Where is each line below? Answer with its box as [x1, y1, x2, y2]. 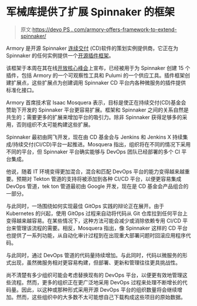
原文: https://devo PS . [20, 26, 73, 33]
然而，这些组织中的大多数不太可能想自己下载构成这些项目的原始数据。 [16, 293, 186, 300]
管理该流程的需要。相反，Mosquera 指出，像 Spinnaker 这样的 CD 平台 [16, 224, 188, 231]
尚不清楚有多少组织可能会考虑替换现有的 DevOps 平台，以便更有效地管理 [6, 271, 183, 278]
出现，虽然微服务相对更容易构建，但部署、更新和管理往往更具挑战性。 [11, 259, 181, 266]
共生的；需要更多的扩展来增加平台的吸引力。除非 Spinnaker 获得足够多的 [6, 113, 183, 120]
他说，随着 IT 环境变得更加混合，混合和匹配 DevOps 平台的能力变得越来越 [6, 168, 185, 175]
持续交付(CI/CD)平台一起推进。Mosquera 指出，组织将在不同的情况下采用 [13, 140, 191, 147]
